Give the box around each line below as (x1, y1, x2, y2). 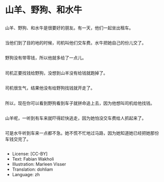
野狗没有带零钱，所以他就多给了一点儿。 (5, 55, 86, 61)
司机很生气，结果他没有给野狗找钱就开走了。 (5, 85, 95, 91)
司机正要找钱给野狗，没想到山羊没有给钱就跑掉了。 (5, 70, 108, 76)
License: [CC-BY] (12, 151, 48, 157)
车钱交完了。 (5, 136, 31, 142)
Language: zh (12, 171, 40, 177)
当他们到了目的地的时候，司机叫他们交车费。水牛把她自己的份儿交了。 (5, 40, 146, 45)
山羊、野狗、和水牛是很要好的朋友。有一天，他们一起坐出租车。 (5, 25, 133, 31)
